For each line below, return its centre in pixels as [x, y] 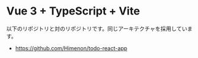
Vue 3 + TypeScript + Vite [73, 11]
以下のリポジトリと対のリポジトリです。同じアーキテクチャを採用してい [97, 28]
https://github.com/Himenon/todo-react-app [71, 48]
